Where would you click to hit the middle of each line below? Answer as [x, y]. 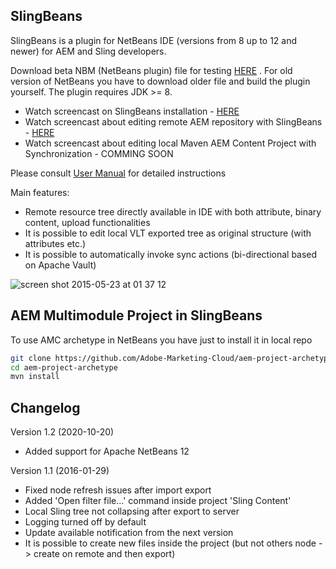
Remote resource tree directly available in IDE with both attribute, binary [173, 211]
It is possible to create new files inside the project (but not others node [170, 543]
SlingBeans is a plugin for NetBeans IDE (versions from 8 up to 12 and [154, 40]
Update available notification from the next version [129, 533]
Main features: [40, 192]
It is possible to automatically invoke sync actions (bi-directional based [171, 254]
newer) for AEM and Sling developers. [88, 51]
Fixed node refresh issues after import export [118, 490]
